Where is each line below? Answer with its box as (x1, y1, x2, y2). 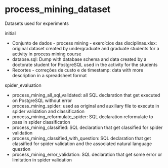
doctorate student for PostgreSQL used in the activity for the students (12, 61, 158, 68)
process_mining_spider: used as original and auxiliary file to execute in (12, 103, 160, 109)
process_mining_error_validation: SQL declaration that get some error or (12, 151, 162, 157)
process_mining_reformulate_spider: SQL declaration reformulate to (12, 113, 153, 120)
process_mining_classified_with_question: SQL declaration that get (12, 135, 151, 141)
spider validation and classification (12, 108, 85, 114)
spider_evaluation (5, 82, 41, 88)
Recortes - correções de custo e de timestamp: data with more (12, 67, 144, 73)
